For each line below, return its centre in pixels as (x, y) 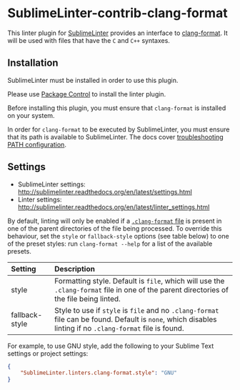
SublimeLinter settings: (51, 184)
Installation (33, 63)
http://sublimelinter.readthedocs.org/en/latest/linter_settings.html (114, 207)
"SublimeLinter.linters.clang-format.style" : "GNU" (99, 373)
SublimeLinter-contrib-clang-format (117, 13)
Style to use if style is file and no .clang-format (137, 310)
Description (75, 269)
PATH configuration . (37, 144)
